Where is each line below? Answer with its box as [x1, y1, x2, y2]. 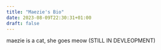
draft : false [6, 20, 40, 26]
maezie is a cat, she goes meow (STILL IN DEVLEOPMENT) [6, 37, 156, 45]
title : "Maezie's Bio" [6, 9, 64, 15]
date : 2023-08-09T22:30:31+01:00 [6, 15, 92, 21]
